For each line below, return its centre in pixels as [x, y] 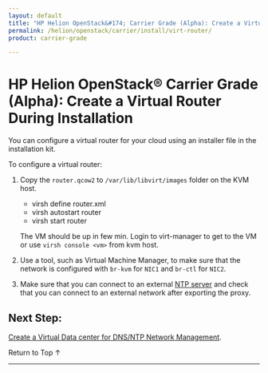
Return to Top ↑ [35, 353]
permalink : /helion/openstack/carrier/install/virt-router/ [110, 30]
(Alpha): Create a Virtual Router [115, 101]
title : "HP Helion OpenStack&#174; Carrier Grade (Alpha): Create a [124, 23]
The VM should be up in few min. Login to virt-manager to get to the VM [138, 236]
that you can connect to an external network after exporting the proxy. [135, 293]
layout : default [35, 16]
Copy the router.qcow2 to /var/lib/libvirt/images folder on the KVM [134, 180]
